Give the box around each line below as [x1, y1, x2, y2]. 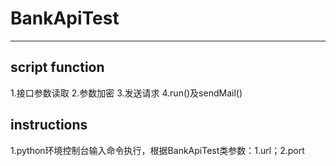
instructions [10, 117, 88, 134]
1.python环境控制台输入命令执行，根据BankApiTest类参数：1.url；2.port [10, 144, 305, 156]
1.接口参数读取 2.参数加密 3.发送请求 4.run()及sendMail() [10, 87, 243, 99]
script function [10, 59, 105, 76]
